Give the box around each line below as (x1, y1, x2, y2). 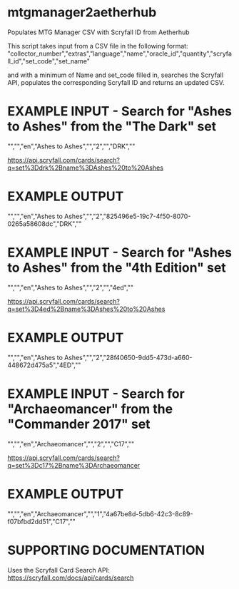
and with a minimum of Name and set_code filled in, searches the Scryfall (7, 71, 223, 79)
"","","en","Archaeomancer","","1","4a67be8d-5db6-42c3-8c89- (7, 509, 193, 518)
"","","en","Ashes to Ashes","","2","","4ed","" (7, 283, 134, 292)
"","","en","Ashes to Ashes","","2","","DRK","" (7, 142, 136, 150)
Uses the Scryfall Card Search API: (7, 565, 110, 574)
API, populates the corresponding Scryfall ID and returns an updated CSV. (7, 78, 225, 86)
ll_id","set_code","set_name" (7, 56, 91, 65)
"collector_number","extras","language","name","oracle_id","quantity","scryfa (7, 49, 232, 58)
